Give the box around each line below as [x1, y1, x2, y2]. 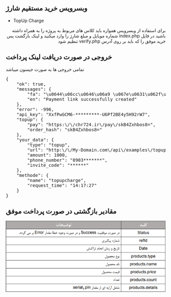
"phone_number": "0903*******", [27, 157, 108, 163]
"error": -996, [16, 106, 54, 112]
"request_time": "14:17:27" [27, 182, 97, 188]
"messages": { [16, 86, 52, 92]
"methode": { [16, 172, 49, 178]
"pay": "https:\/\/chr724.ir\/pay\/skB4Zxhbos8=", [27, 122, 156, 127]
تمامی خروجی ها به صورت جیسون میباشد [6, 66, 84, 72]
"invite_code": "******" [27, 162, 89, 168]
